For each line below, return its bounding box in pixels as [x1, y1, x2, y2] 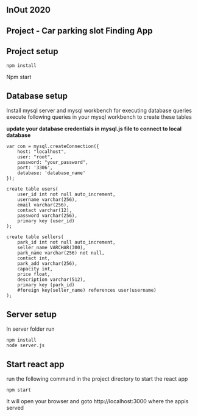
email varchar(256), [17, 202, 69, 208]
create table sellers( [6, 234, 64, 240]
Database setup [6, 91, 68, 101]
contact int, [17, 255, 51, 261]
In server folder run [6, 325, 55, 333]
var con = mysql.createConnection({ [6, 143, 99, 150]
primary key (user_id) [17, 218, 75, 224]
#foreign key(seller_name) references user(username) [17, 287, 157, 294]
